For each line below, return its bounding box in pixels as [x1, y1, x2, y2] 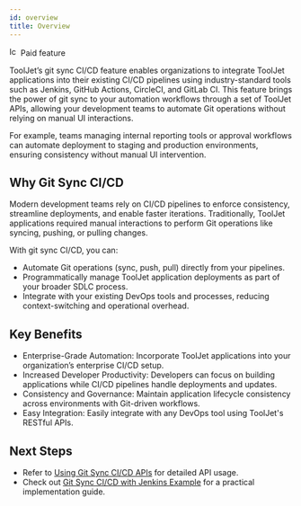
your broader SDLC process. [22, 281, 128, 292]
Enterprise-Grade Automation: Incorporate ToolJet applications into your [22, 351, 291, 361]
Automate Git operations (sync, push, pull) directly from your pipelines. [22, 262, 286, 273]
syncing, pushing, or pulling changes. [9, 227, 148, 238]
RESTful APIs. [22, 417, 74, 428]
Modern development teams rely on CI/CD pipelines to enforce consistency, [9, 199, 290, 209]
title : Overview [9, 22, 70, 31]
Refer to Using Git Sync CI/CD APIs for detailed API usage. [22, 466, 239, 477]
